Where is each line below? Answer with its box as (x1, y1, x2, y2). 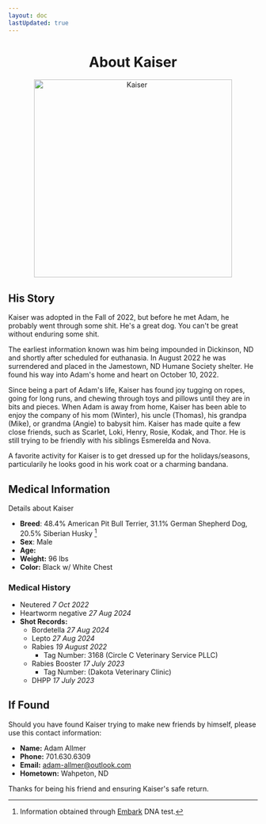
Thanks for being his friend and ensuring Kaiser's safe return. (8, 784, 209, 793)
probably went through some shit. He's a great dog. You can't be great (8, 321, 239, 331)
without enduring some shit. (8, 329, 100, 339)
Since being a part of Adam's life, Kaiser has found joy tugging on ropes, (8, 385, 245, 395)
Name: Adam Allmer (19, 743, 86, 753)
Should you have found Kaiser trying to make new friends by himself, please (8, 720, 256, 729)
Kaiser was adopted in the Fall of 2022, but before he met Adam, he (8, 313, 230, 322)
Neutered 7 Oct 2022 (19, 600, 89, 609)
